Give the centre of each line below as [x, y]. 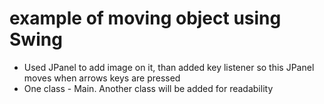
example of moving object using [145, 18]
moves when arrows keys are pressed [102, 78]
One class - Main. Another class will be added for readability [148, 88]
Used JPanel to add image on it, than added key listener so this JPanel [169, 67]
